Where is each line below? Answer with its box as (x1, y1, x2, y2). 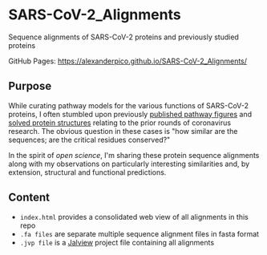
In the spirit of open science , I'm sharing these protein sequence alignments (8, 150, 260, 160)
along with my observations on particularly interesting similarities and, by (8, 159, 250, 168)
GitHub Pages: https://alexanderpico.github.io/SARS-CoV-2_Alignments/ (8, 56, 247, 66)
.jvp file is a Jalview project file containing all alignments (19, 237, 215, 247)
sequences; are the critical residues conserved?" (8, 135, 171, 144)
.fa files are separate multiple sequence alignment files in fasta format (19, 229, 259, 238)
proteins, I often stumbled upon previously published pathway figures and (8, 109, 253, 119)
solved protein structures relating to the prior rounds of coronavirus (8, 118, 231, 127)
